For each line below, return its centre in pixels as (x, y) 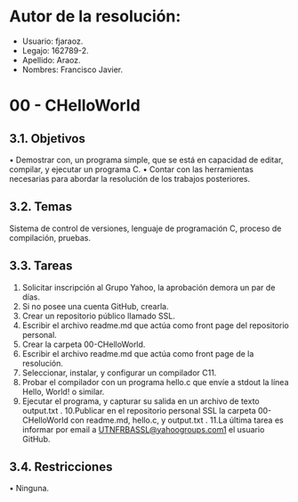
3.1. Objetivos (48, 139)
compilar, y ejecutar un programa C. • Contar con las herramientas (131, 169)
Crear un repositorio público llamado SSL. (98, 316)
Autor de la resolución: (95, 16)
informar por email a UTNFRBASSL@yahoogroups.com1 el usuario (143, 429)
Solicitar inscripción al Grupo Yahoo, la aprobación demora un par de (149, 287)
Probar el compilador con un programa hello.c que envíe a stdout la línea (155, 382)
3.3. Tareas (41, 266)
